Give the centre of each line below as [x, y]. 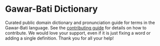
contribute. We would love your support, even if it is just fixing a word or [78, 33]
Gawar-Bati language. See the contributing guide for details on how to [76, 27]
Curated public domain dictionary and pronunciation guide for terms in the [80, 23]
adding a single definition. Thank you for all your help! [59, 38]
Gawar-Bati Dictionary [52, 9]
